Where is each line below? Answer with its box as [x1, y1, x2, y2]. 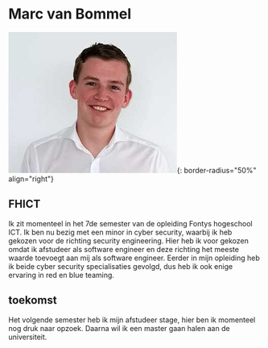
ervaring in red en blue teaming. [8, 270, 115, 280]
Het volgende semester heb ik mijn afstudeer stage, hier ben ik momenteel [8, 315, 256, 325]
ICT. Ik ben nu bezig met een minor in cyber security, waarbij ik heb [8, 227, 233, 237]
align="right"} [8, 174, 55, 184]
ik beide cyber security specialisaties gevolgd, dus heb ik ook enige [8, 261, 233, 271]
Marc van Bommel [8, 5, 132, 23]
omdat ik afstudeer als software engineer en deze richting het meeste [8, 244, 240, 254]
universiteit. [8, 332, 47, 342]
